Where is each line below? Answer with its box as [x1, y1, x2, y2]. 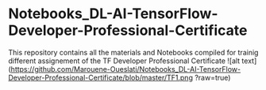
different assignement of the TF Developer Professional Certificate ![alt [8, 56, 241, 66]
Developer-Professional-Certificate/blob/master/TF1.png [8, 73, 193, 82]
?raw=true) [194, 73, 231, 82]
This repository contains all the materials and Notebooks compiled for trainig [8, 47, 259, 57]
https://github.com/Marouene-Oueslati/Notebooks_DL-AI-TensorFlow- [10, 64, 241, 73]
